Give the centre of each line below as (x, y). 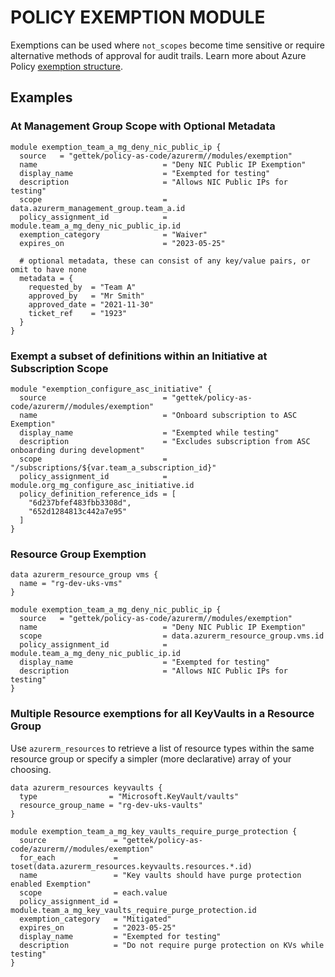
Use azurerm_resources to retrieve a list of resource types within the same (162, 748)
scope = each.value (93, 892)
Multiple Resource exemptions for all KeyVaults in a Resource (162, 714)
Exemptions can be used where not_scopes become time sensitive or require (167, 45)
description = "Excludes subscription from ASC (165, 441)
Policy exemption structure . (66, 66)
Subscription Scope (59, 368)
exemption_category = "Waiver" (113, 234)
